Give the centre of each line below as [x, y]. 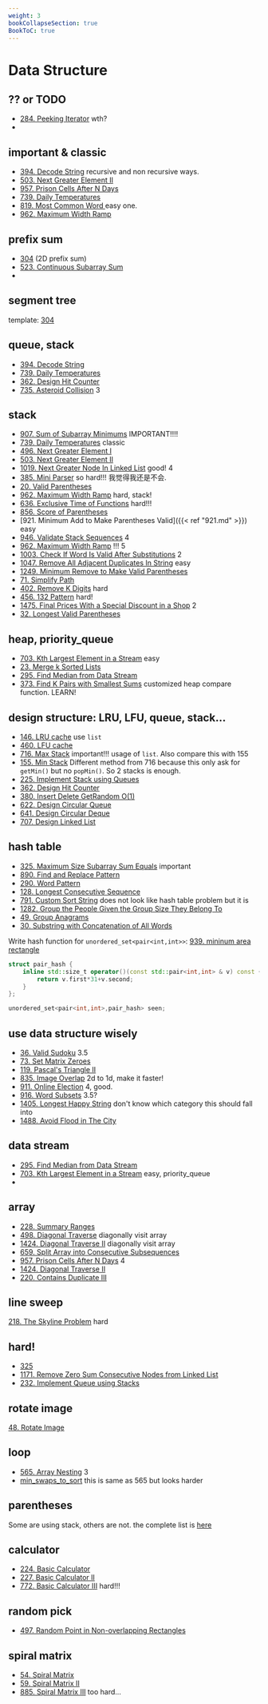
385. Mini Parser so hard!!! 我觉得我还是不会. [93, 477]
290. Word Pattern [50, 883]
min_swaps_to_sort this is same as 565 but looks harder [111, 1480]
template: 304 [31, 320]
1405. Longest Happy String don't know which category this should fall [136, 1103]
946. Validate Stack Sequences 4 [75, 537]
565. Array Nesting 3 [54, 1471]
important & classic [57, 152]
